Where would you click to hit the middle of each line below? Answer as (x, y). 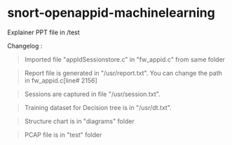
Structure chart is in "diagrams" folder (79, 121)
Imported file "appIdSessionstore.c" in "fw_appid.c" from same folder (125, 59)
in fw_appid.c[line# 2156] (61, 80)
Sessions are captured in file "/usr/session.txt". (92, 94)
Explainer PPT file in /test (44, 32)
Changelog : (25, 46)
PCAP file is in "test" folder (63, 134)
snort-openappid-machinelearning (111, 13)
